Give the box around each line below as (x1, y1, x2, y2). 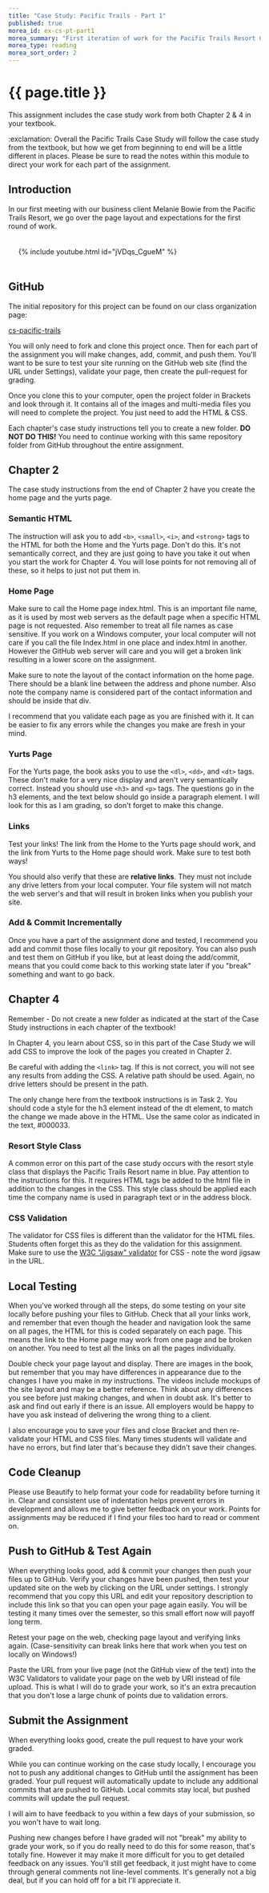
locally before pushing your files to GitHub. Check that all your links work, (8, 1309, 251, 1319)
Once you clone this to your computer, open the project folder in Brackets (8, 390, 251, 400)
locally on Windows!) (8, 1649, 78, 1659)
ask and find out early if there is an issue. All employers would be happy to (8, 1402, 255, 1411)
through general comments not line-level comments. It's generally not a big (8, 1867, 257, 1876)
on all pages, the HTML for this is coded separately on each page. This (8, 1326, 243, 1336)
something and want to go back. (8, 969, 114, 979)
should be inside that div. (8, 695, 91, 706)
